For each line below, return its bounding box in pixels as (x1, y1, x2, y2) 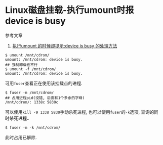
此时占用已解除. (5, 134, 37, 140)
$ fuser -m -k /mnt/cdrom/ (5, 125, 61, 130)
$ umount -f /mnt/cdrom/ (5, 66, 56, 72)
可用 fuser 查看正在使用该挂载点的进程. (5, 80, 82, 86)
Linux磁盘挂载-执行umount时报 (5, 4, 134, 16)
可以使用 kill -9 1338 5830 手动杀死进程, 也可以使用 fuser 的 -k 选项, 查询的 (5, 109, 154, 115)
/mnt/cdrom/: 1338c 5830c (5, 99, 58, 104)
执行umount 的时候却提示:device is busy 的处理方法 (12, 43, 118, 48)
